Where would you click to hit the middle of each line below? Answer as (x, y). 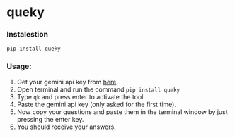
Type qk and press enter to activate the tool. (81, 96)
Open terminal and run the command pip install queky (98, 89)
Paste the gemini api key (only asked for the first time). (96, 104)
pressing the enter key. (50, 119)
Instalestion (28, 34)
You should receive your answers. (66, 127)
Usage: (19, 66)
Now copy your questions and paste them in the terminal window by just (122, 112)
